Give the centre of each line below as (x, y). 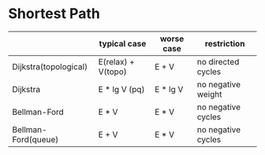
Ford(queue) (35, 139)
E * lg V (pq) (121, 89)
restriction (225, 43)
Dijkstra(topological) (50, 66)
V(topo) (113, 72)
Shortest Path (54, 14)
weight (209, 94)
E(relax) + (117, 61)
